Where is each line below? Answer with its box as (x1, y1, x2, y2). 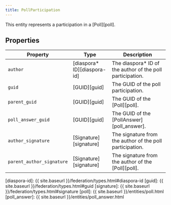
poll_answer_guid (8, 117, 50, 123)
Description (123, 51, 152, 58)
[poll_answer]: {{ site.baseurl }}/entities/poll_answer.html (5, 194, 124, 200)
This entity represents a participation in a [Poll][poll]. (5, 21, 116, 27)
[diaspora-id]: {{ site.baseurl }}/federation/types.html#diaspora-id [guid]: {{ (5, 178, 164, 184)
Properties (5, 36, 40, 45)
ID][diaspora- (73, 66, 106, 73)
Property (26, 51, 49, 58)
